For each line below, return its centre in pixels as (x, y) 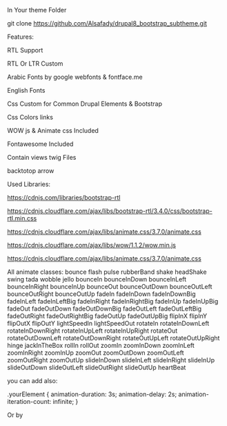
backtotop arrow (31, 171)
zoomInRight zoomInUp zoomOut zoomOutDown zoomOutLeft (96, 353)
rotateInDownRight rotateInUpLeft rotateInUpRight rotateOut (92, 331)
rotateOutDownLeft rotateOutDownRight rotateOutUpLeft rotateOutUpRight (113, 338)
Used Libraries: (29, 184)
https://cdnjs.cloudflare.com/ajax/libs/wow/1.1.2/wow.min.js (91, 245)
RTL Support (25, 50)
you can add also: (32, 381)
